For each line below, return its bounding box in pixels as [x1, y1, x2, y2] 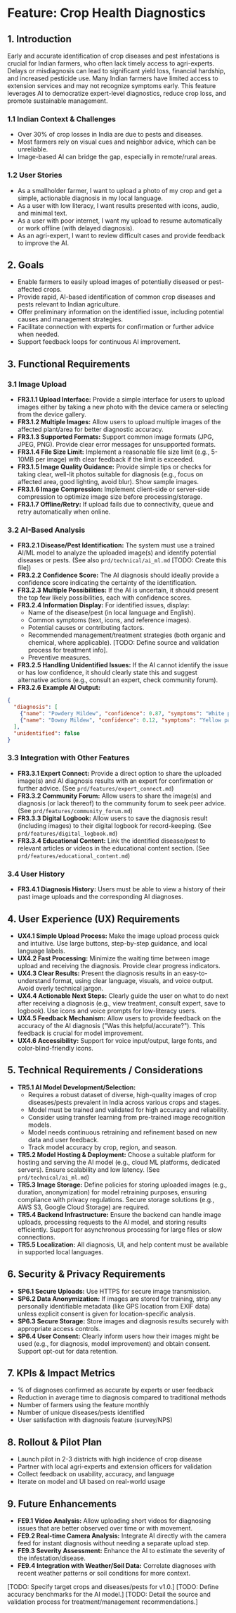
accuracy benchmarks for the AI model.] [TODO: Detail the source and [7, 1590, 211, 1598]
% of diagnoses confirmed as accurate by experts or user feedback [17, 1386, 214, 1395]
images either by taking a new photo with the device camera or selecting [17, 403, 228, 412]
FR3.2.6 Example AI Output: [17, 684, 100, 692]
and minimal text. [17, 209, 68, 217]
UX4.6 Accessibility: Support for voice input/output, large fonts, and [17, 1036, 217, 1044]
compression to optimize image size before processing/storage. [17, 493, 203, 501]
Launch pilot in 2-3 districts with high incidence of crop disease [17, 1455, 202, 1464]
